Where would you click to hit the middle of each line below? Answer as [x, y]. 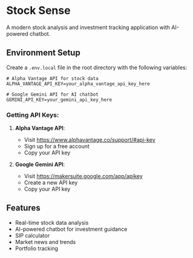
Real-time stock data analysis [52, 222]
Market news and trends [45, 242]
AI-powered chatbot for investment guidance [71, 229]
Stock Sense [38, 11]
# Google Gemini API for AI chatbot [52, 94]
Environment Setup [43, 53]
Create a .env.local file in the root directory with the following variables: [97, 67]
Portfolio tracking [37, 248]
